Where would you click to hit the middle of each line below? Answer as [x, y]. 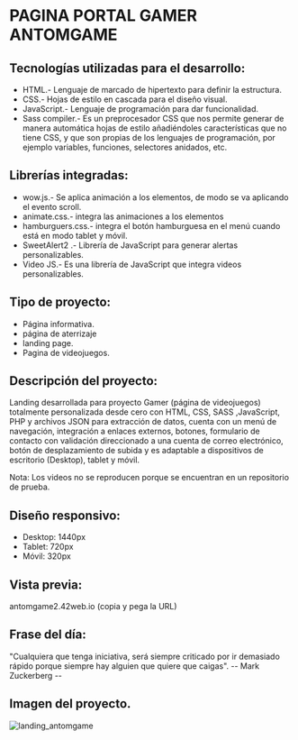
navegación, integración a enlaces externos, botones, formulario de [135, 431]
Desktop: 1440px [54, 537]
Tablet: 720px [48, 547]
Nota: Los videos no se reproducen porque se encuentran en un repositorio [149, 478]
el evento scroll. [52, 206]
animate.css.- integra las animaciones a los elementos [123, 216]
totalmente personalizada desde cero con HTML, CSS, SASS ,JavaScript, [145, 412]
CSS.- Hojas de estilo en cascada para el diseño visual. [125, 99]
